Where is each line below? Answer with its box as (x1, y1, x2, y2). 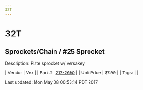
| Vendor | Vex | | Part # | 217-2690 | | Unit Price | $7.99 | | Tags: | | (5, 70, 139, 75)
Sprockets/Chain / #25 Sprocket (5, 47, 105, 56)
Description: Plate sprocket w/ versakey (5, 60, 85, 66)
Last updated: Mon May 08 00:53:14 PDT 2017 (5, 79, 98, 85)
